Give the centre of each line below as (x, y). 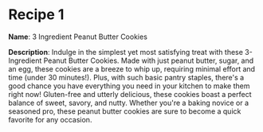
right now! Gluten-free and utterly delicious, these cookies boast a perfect (130, 94)
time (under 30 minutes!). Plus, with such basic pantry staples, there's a (126, 77)
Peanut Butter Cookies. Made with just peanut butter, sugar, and (149, 60)
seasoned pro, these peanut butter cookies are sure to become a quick (125, 111)
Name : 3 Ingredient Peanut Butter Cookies (78, 37)
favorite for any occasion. (50, 119)
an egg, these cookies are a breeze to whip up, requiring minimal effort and (132, 68)
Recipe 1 (36, 15)
